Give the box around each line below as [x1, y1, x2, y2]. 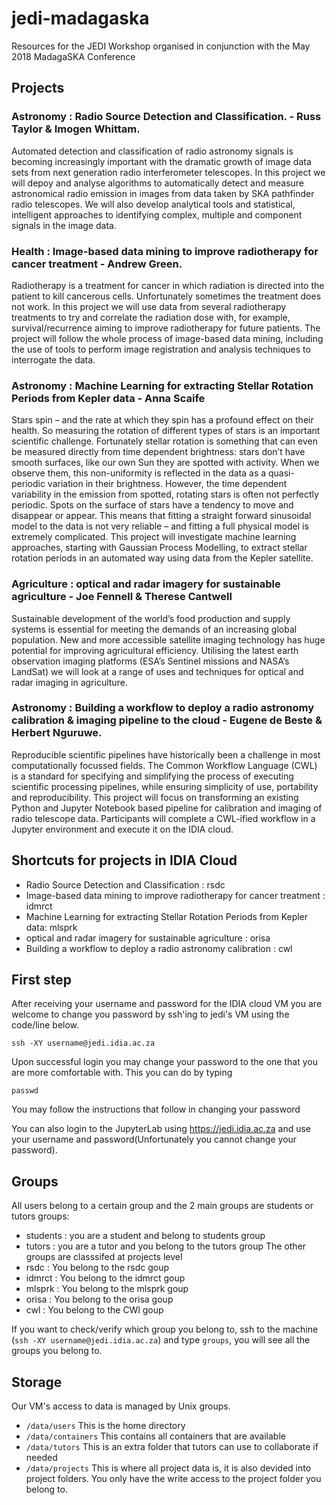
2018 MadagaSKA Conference [11, 50, 136, 62]
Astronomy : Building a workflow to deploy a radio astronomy [11, 701, 315, 715]
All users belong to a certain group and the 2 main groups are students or [11, 1200, 314, 1212]
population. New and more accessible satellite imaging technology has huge [11, 633, 326, 646]
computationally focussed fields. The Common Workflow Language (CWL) [11, 759, 318, 771]
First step [11, 972, 72, 989]
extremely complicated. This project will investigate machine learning [11, 531, 297, 543]
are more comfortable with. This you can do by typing [11, 1067, 233, 1079]
